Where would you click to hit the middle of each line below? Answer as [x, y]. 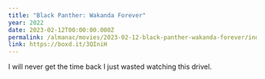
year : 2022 [26, 23]
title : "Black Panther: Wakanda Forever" [77, 15]
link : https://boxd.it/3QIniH [58, 45]
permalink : [26, 37]
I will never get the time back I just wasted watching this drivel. [110, 66]
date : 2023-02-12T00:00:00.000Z [61, 30]
